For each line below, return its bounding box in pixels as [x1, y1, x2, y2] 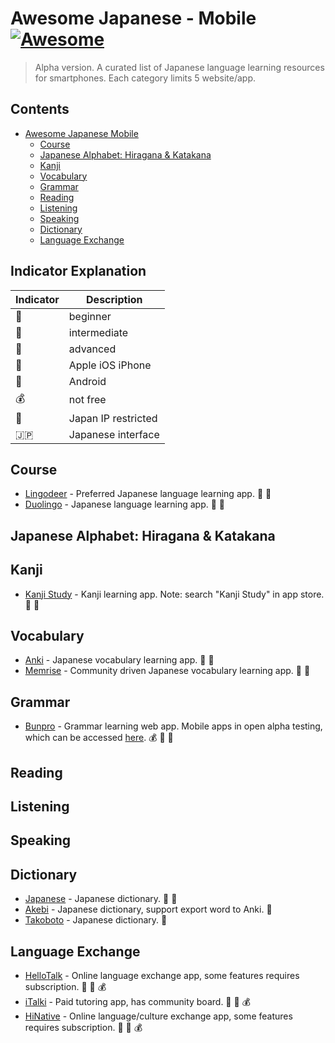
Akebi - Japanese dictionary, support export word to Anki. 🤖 [24, 903, 273, 916]
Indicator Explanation [10, 263, 147, 280]
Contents [10, 101, 70, 118]
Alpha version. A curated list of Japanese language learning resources [34, 61, 325, 73]
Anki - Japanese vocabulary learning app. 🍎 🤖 [24, 654, 215, 666]
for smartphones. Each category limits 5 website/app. [34, 72, 257, 84]
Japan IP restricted [68, 411, 158, 425]
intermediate [68, 325, 129, 339]
